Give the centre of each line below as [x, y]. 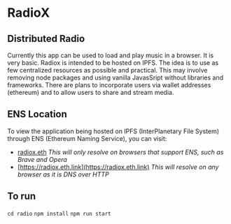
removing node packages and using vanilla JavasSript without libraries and [115, 77]
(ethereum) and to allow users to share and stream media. [91, 92]
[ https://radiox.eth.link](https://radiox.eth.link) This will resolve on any [118, 167]
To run [22, 196]
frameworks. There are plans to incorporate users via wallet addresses [109, 85]
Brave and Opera [42, 159]
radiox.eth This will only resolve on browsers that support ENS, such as [120, 152]
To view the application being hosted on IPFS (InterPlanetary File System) [113, 131]
